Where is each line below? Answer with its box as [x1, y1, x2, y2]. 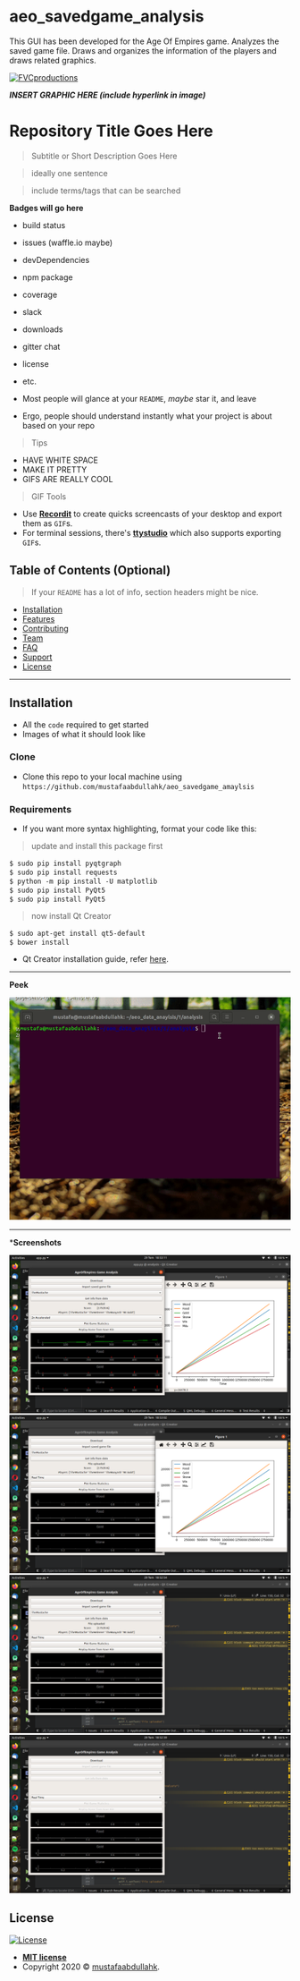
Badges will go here [9, 202, 84, 213]
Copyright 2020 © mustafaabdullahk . [21, 1961, 161, 1972]
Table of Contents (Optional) [9, 563, 171, 578]
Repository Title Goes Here [9, 121, 213, 141]
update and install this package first [30, 841, 163, 852]
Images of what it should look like [21, 728, 146, 739]
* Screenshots [9, 1237, 62, 1247]
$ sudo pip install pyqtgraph [9, 859, 122, 869]
